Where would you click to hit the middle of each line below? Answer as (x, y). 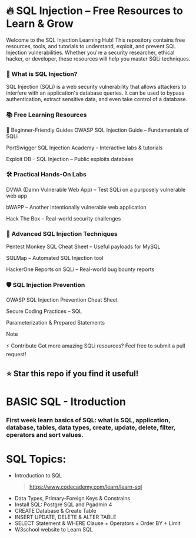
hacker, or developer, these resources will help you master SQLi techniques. (98, 59)
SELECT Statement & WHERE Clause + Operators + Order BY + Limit (97, 523)
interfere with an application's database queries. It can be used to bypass (95, 93)
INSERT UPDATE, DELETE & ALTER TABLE (65, 517)
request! (16, 355)
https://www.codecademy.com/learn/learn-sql (86, 487)
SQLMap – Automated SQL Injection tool (55, 258)
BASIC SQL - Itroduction (66, 402)
